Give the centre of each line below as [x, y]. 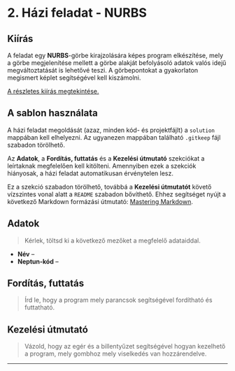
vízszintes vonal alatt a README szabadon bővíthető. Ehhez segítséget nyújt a [116, 194]
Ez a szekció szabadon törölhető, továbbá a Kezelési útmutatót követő [109, 187]
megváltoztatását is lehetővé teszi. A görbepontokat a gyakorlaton [103, 70]
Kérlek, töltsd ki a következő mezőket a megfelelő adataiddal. [112, 240]
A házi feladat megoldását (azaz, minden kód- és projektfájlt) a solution [111, 130]
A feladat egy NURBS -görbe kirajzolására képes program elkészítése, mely [115, 55]
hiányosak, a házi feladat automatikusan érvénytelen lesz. [90, 173]
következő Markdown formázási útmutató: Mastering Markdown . [100, 201]
